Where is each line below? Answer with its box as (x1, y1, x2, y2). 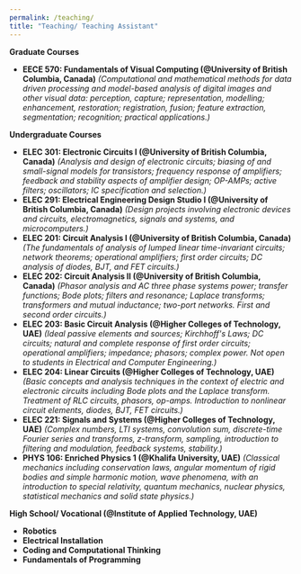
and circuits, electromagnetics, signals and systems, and (22, 213, 235, 224)
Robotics (22, 525, 57, 536)
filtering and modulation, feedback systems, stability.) (22, 443, 223, 453)
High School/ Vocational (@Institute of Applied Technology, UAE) (9, 507, 258, 518)
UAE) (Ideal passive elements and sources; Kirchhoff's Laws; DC (22, 327, 264, 338)
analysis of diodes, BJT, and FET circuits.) (22, 261, 180, 272)
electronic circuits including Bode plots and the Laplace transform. (22, 385, 270, 396)
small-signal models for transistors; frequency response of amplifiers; (22, 166, 283, 176)
